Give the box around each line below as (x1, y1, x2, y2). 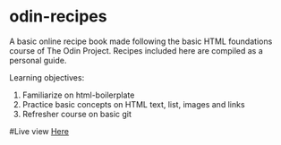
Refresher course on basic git (21, 108, 132, 119)
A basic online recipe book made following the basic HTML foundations (9, 36, 273, 47)
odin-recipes (9, 6, 107, 27)
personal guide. (9, 55, 67, 65)
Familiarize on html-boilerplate (21, 90, 135, 100)
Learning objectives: (9, 72, 85, 82)
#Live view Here (9, 125, 70, 136)
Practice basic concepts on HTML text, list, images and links (21, 98, 245, 109)
